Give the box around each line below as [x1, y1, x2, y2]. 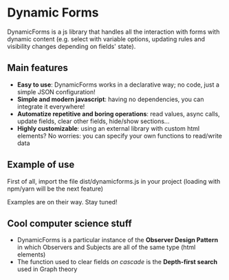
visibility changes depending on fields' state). [7, 42, 136, 50]
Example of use [7, 159, 75, 171]
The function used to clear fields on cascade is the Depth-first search [17, 258, 218, 266]
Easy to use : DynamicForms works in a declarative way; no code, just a [17, 80, 220, 89]
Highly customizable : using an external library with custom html [17, 124, 200, 132]
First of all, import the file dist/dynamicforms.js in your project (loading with [7, 177, 221, 185]
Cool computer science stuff [7, 217, 132, 229]
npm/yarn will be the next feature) [7, 184, 104, 193]
